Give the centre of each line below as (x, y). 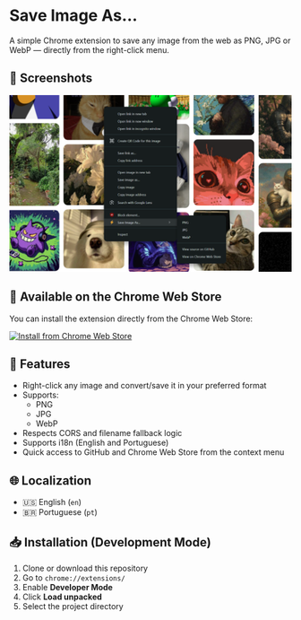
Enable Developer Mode (68, 587)
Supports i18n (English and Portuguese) (95, 443)
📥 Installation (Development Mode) (111, 542)
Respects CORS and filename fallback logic (102, 433)
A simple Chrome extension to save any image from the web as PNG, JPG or (150, 40)
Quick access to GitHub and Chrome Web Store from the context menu (153, 452)
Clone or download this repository (85, 568)
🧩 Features (40, 364)
